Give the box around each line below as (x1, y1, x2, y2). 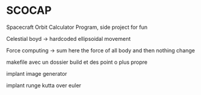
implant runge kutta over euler (6, 82, 81, 89)
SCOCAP (6, 4, 52, 17)
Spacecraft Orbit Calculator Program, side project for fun (6, 23, 148, 31)
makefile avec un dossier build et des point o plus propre (6, 58, 148, 66)
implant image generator (6, 70, 68, 77)
